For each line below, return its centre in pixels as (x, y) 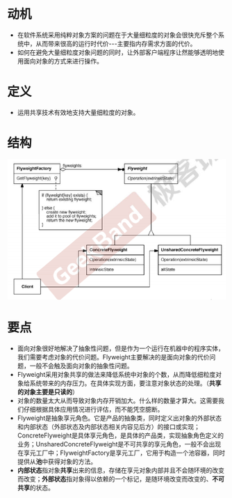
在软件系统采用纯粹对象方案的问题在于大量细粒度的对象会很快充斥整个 (118, 35)
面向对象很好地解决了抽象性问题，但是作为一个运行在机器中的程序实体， (121, 348)
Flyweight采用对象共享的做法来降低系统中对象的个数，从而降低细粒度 (116, 374)
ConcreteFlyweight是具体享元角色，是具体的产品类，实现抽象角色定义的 (121, 435)
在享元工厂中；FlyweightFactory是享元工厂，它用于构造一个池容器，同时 (121, 453)
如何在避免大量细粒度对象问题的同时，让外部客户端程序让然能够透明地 (118, 52)
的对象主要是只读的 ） (48, 391)
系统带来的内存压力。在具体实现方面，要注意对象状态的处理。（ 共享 (125, 383)
